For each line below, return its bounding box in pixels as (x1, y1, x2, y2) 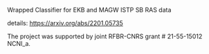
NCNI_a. (7, 40, 31, 47)
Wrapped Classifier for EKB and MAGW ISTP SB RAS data (7, 6, 172, 14)
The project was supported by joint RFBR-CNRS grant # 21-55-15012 (7, 32, 203, 40)
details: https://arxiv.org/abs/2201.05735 (7, 19, 123, 27)
